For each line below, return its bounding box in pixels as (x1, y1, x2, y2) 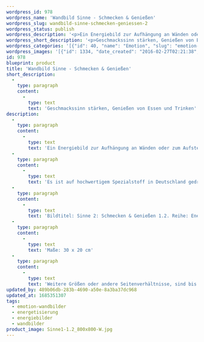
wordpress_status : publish (6, 26, 75, 32)
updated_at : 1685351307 (6, 292, 67, 299)
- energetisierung (12, 309, 59, 316)
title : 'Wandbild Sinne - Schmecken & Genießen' (6, 65, 132, 72)
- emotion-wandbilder (12, 304, 67, 310)
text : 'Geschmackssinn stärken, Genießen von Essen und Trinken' (28, 105, 197, 112)
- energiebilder (12, 315, 53, 321)
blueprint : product (6, 60, 56, 66)
